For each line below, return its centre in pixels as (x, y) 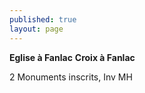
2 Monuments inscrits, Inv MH (71, 77)
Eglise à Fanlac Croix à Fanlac (72, 57)
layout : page (36, 29)
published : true (43, 19)
